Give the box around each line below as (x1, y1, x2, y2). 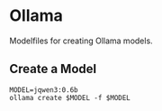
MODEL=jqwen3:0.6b (9, 85, 78, 95)
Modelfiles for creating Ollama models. (9, 35, 153, 46)
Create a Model (9, 61, 97, 77)
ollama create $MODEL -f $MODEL (9, 93, 130, 102)
